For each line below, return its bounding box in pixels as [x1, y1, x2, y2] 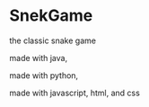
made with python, [9, 69, 79, 81]
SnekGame [9, 5, 93, 26]
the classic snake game [9, 35, 97, 46]
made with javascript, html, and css [9, 87, 141, 98]
